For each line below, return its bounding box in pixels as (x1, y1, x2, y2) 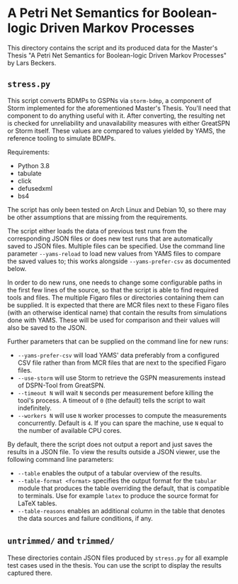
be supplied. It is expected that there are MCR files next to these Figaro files (7, 300, 229, 309)
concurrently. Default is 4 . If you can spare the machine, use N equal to (17, 419, 224, 427)
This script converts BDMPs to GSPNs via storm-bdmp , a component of (7, 96, 212, 104)
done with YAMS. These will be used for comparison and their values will (7, 316, 220, 324)
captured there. (7, 568, 53, 577)
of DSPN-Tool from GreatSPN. (17, 381, 106, 390)
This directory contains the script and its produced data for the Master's (7, 43, 218, 52)
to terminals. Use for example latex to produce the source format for (17, 491, 219, 500)
